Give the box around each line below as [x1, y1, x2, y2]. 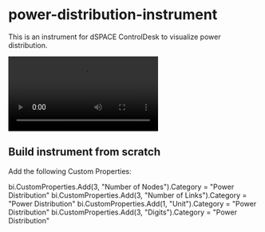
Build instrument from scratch [8, 145, 161, 159]
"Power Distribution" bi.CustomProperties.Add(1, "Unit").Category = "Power [8, 199, 257, 208]
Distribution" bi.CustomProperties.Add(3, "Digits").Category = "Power [8, 207, 238, 217]
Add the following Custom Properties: [8, 166, 132, 176]
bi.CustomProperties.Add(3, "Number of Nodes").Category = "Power [8, 182, 235, 191]
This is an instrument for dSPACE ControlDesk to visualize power [8, 32, 221, 41]
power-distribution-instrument [8, 6, 218, 24]
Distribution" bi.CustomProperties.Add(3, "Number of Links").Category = [8, 190, 247, 200]
